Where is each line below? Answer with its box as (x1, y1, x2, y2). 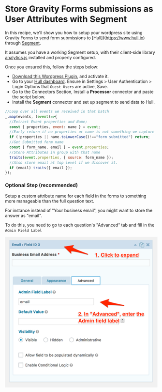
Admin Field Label (5, 228, 42, 233)
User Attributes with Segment (5, 14, 127, 25)
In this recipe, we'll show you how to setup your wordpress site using (5, 30, 143, 35)
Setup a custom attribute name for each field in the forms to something (5, 193, 147, 199)
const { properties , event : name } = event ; (9, 125, 101, 129)
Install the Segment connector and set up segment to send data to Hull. (12, 99, 155, 105)
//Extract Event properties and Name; (9, 119, 88, 124)
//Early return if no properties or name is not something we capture (9, 129, 155, 134)
